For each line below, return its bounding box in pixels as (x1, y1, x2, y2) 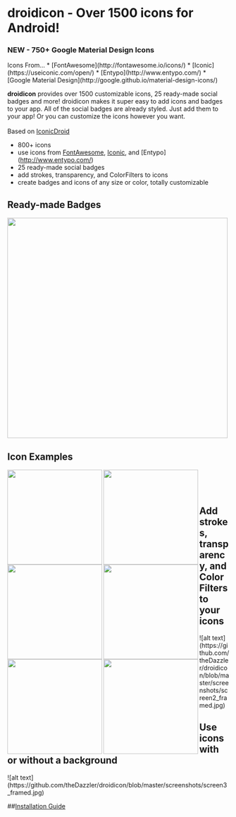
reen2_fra (199, 693, 228, 702)
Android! (7, 20, 60, 36)
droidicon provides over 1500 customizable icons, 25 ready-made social (7, 90, 218, 98)
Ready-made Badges (7, 199, 101, 211)
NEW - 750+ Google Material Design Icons (7, 45, 155, 55)
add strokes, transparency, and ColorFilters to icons (17, 171, 168, 179)
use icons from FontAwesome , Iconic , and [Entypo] (17, 148, 167, 156)
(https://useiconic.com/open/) (7, 68, 95, 77)
